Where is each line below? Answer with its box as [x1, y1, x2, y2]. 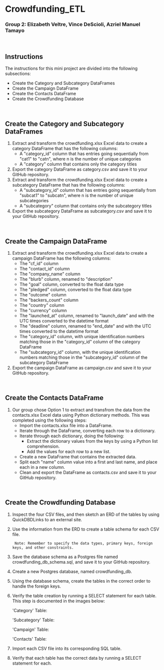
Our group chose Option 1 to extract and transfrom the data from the [12, 406, 150, 413]
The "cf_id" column [19, 260, 59, 266]
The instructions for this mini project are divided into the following [5, 65, 138, 72]
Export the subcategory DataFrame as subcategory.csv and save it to [12, 208, 152, 214]
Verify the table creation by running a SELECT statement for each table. [12, 592, 157, 598]
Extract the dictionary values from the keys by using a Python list [26, 438, 158, 444]
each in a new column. [19, 464, 65, 470]
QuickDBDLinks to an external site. [12, 516, 82, 522]
